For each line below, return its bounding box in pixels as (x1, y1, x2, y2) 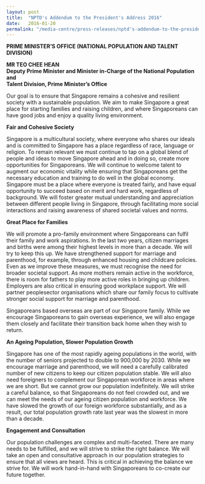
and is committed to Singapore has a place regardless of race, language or (6, 142, 194, 150)
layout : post (6, 9, 40, 15)
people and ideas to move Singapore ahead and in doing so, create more (6, 155, 189, 162)
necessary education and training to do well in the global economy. (6, 175, 175, 182)
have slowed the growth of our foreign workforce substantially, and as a (6, 402, 187, 410)
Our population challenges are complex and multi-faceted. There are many (6, 439, 194, 446)
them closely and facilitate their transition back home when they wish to (6, 320, 187, 327)
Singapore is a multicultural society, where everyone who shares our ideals (6, 135, 195, 143)
